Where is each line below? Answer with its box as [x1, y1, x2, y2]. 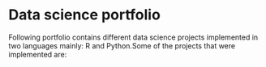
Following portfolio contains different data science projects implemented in [8, 32, 259, 42]
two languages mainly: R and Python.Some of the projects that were [8, 40, 236, 50]
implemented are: [8, 49, 67, 59]
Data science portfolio [8, 6, 161, 24]
